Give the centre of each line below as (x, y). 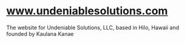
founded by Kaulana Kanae (40, 33)
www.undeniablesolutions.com (87, 11)
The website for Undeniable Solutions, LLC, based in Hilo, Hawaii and (93, 27)
